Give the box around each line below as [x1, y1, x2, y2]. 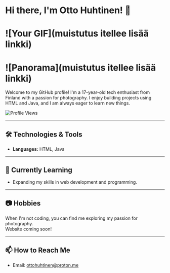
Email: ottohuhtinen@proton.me [12, 262, 79, 268]
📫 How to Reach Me [5, 246, 70, 255]
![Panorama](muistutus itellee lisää [5, 62, 156, 73]
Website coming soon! [5, 226, 52, 232]
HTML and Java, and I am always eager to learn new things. [5, 100, 131, 106]
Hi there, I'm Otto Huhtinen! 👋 [5, 5, 131, 16]
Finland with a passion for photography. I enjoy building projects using [5, 95, 152, 101]
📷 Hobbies [5, 199, 41, 208]
